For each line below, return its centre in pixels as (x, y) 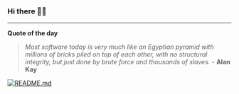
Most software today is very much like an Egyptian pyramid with (119, 47)
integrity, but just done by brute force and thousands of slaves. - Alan (127, 62)
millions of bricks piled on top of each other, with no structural (116, 54)
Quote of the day (33, 33)
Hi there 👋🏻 (27, 11)
